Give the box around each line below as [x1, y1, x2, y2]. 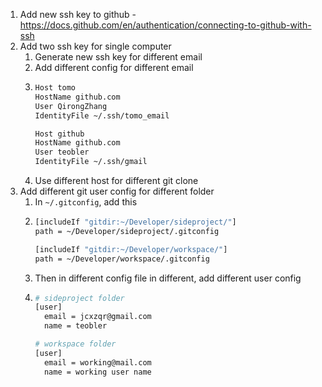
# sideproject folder [34, 293, 125, 303]
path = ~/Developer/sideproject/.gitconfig [34, 226, 220, 236]
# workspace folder [34, 339, 117, 349]
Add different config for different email [34, 62, 194, 73]
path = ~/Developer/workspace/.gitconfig [34, 254, 210, 264]
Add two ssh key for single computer [19, 40, 172, 52]
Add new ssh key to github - [19, 9, 137, 20]
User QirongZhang [34, 101, 108, 111]
